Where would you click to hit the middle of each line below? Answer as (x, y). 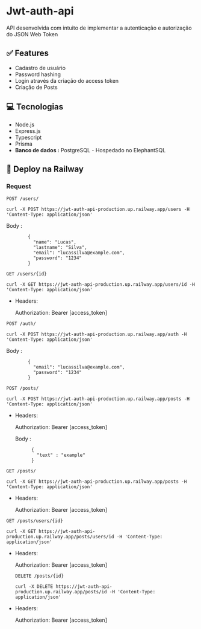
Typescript (28, 137)
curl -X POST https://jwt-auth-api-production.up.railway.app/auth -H (97, 334)
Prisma (24, 144)
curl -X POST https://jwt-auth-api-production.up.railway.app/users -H (98, 210)
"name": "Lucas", (55, 242)
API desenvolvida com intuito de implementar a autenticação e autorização (99, 28)
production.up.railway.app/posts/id (61, 592)
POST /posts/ (23, 389)
